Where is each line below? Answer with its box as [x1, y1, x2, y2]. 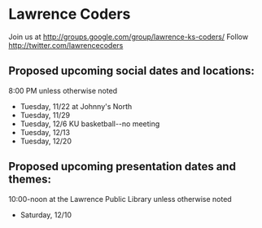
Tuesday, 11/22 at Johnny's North [20, 101, 133, 111]
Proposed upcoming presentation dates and [8, 160, 236, 173]
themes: [8, 173, 51, 186]
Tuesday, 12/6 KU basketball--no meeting [20, 119, 160, 129]
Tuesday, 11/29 [20, 110, 71, 120]
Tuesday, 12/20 [20, 136, 72, 146]
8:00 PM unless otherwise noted [8, 85, 118, 95]
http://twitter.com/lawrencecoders [8, 40, 124, 50]
